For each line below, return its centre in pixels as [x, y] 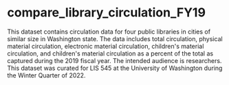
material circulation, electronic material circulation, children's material [106, 46]
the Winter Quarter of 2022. [46, 75]
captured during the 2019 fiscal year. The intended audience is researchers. [115, 60]
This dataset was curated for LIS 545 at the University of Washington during [115, 68]
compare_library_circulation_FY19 [107, 13]
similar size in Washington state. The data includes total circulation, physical [115, 38]
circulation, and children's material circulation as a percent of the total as [110, 53]
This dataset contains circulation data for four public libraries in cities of [109, 32]
